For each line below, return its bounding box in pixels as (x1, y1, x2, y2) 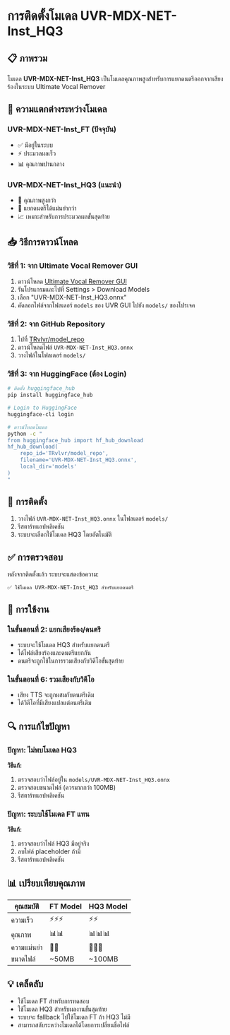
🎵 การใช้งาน (7, 603, 49, 615)
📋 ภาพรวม (7, 52, 48, 64)
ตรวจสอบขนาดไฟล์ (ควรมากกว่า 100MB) (17, 783, 116, 791)
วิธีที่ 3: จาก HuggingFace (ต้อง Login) (7, 369, 127, 379)
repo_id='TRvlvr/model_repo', (20, 450, 109, 457)
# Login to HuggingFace (7, 404, 78, 412)
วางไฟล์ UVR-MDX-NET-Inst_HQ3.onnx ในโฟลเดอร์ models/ (17, 514, 169, 523)
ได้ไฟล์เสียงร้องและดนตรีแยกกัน (17, 648, 92, 657)
